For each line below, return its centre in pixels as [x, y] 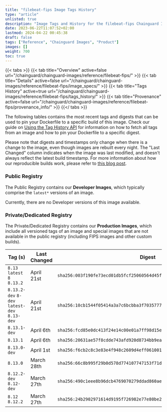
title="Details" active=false [33, 81]
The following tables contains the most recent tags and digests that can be [82, 117]
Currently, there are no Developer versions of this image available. [73, 202]
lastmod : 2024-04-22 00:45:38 [37, 33]
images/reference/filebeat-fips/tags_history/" [52, 97]
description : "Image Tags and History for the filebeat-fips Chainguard [82, 24]
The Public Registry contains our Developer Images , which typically [75, 187]
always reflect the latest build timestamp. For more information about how [81, 158]
